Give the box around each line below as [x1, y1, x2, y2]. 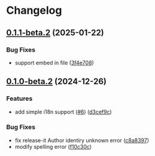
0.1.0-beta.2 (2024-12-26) [6, 76, 107, 87]
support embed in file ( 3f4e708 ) [14, 59, 94, 66]
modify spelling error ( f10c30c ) [14, 143, 92, 150]
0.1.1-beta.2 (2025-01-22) [6, 28, 105, 38]
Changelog [6, 4, 62, 17]
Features [6, 94, 33, 103]
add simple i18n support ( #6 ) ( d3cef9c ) [14, 108, 112, 115]
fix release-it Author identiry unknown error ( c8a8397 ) [14, 136, 150, 144]
